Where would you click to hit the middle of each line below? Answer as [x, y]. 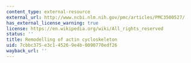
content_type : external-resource [48, 12]
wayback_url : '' [27, 51]
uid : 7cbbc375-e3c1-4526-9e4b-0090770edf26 [62, 46]
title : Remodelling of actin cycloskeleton [62, 40]
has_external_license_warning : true [52, 23]
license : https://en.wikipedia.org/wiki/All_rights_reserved [85, 28]
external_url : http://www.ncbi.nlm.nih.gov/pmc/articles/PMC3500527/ [96, 17]
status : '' [20, 34]
